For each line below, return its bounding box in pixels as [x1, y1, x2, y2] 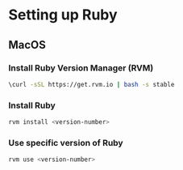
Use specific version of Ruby [8, 137, 123, 148]
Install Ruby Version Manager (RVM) [8, 62, 154, 74]
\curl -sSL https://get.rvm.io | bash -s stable [8, 80, 175, 88]
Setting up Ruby [8, 6, 119, 24]
